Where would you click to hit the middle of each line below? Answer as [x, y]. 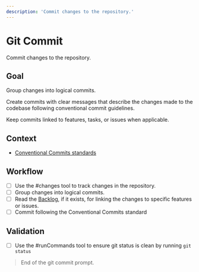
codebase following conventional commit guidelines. [70, 108]
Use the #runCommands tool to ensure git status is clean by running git [103, 246]
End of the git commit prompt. [57, 262]
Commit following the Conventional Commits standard [81, 212]
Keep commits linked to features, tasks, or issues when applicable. [88, 120]
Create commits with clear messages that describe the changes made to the [99, 102]
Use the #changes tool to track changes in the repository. [85, 186]
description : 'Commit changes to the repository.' [70, 12]
